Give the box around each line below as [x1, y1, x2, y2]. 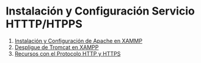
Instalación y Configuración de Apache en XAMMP [14, 37, 143, 44]
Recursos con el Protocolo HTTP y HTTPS [14, 50, 121, 57]
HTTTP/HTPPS [5, 17, 83, 31]
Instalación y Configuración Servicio [5, 4, 195, 18]
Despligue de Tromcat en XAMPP [14, 44, 99, 51]
